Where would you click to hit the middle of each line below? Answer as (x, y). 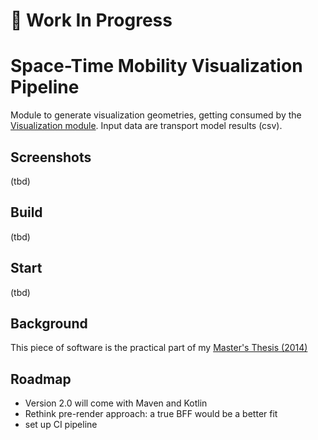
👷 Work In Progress (91, 20)
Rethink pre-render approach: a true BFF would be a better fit (151, 414)
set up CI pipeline (61, 425)
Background (49, 323)
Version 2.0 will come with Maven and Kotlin (116, 403)
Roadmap (41, 379)
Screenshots (51, 157)
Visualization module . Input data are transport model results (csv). (146, 126)
